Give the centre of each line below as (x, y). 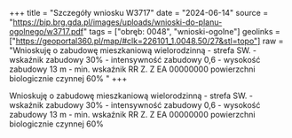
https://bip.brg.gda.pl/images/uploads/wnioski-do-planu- (118, 22)
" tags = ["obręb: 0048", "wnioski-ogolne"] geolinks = (182, 31)
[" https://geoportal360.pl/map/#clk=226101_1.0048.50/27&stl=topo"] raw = (146, 41)
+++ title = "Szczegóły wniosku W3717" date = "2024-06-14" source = (139, 13)
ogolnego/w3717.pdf (47, 31)
